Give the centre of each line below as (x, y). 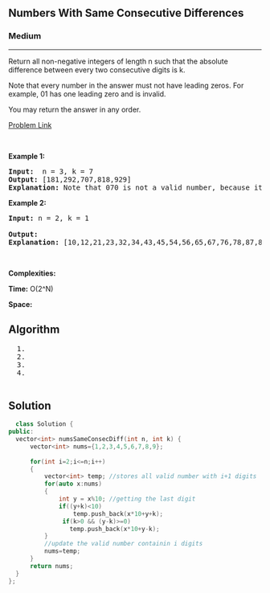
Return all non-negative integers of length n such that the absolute (119, 61)
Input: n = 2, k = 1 (49, 218)
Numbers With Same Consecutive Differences (126, 13)
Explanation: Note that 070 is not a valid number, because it (135, 187)
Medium (25, 36)
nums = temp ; (62, 551)
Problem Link (30, 125)
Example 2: (27, 202)
